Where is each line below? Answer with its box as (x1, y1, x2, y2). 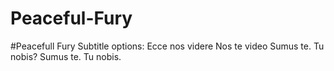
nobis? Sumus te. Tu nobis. (10, 50, 122, 62)
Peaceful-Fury (10, 7, 133, 30)
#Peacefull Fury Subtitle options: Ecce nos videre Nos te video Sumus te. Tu (10, 40, 325, 52)
